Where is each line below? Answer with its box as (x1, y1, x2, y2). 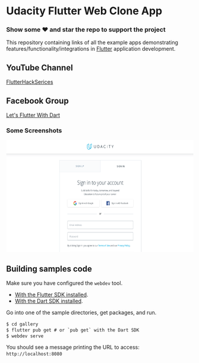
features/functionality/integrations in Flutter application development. (6, 45, 176, 52)
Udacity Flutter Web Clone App (6, 4, 162, 18)
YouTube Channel (6, 63, 73, 73)
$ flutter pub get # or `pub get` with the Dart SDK (6, 327, 140, 333)
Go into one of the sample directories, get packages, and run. (6, 309, 157, 317)
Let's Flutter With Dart (6, 111, 61, 119)
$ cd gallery (6, 321, 39, 327)
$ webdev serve (6, 333, 44, 339)
